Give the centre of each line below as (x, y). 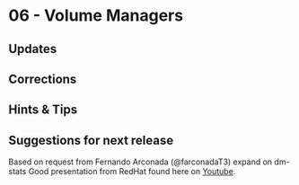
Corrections (43, 79)
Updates (33, 49)
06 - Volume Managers (96, 16)
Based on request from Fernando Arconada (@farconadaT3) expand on (141, 162)
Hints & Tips (43, 110)
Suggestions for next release (91, 140)
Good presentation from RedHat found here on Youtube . (132, 172)
